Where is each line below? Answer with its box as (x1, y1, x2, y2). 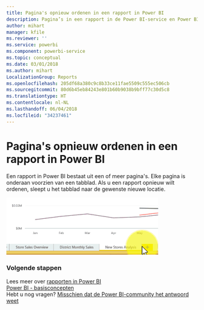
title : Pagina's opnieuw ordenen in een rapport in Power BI (6, 10, 165, 16)
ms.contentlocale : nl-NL (6, 100, 69, 106)
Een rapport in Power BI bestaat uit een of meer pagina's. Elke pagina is (6, 172, 186, 179)
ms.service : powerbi (6, 42, 59, 48)
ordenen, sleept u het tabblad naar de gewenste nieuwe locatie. (6, 185, 166, 193)
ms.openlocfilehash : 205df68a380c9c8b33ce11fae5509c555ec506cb (6, 80, 170, 86)
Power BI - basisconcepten (6, 284, 74, 291)
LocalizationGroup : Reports (6, 74, 78, 80)
